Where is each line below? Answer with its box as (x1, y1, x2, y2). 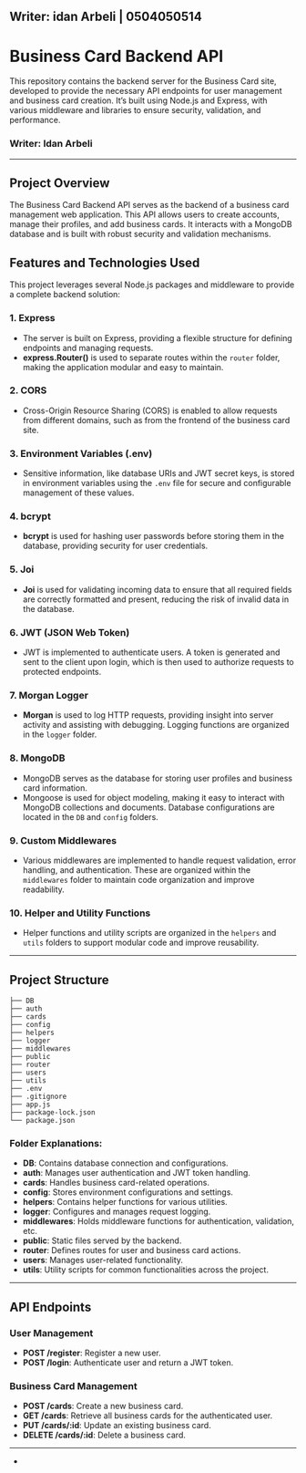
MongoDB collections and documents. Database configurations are (22, 802, 275, 813)
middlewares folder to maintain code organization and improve (22, 874, 255, 885)
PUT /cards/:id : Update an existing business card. (22, 1420, 211, 1431)
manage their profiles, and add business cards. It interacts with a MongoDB (9, 219, 293, 230)
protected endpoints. (22, 667, 102, 678)
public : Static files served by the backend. (22, 1235, 182, 1246)
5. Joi (9, 563, 35, 576)
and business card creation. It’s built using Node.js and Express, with (9, 95, 268, 106)
